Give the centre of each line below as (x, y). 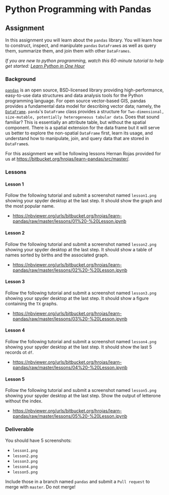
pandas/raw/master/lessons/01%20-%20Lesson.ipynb (69, 221)
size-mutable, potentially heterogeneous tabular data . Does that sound (82, 117)
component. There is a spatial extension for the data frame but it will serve (82, 128)
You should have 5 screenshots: (39, 440)
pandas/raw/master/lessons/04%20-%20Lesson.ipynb (70, 368)
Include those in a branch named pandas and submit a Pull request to (78, 481)
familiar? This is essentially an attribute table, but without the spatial (76, 122)
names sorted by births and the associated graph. (57, 255)
